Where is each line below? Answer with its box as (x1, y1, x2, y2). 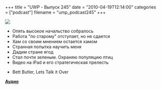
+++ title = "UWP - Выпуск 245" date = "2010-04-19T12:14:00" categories (5, 4, 156, 10)
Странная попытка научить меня (12, 44, 82, 50)
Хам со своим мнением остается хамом (12, 39, 97, 44)
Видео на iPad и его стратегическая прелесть (12, 59, 109, 65)
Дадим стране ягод (12, 49, 54, 55)
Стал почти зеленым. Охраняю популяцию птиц (12, 54, 113, 60)
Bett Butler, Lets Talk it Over (12, 69, 69, 75)
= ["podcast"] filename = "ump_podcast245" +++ (5, 9, 106, 15)
